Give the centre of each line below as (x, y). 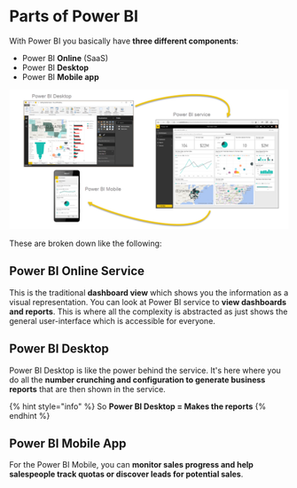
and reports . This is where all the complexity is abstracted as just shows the (148, 311)
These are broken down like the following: (86, 243)
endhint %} (30, 415)
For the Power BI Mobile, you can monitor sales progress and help (132, 465)
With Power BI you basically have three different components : (124, 41)
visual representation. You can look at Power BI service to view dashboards (148, 302)
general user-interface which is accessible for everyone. (112, 320)
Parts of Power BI (74, 16)
